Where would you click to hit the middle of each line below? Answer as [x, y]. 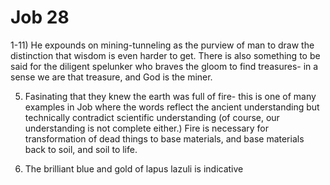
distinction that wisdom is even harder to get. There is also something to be [165, 55]
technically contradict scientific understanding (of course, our [152, 117]
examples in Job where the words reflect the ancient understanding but [172, 107]
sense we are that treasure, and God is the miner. [111, 77]
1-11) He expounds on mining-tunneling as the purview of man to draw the [162, 45]
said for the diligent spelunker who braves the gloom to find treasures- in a [164, 66]
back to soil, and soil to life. [81, 149]
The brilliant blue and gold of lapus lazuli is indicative [134, 168]
